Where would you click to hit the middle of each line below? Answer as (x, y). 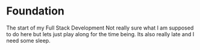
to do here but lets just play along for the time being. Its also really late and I (100, 34)
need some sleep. (28, 40)
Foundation (36, 11)
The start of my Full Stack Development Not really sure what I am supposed (100, 28)
